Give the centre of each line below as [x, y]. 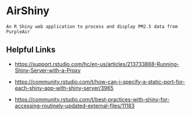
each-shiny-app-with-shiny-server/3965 [64, 88]
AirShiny [28, 11]
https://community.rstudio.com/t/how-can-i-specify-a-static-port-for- [100, 81]
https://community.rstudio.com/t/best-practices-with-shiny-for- [92, 99]
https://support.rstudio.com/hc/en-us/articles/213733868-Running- [97, 64]
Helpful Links [31, 50]
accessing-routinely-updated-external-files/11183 [75, 106]
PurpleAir [18, 32]
